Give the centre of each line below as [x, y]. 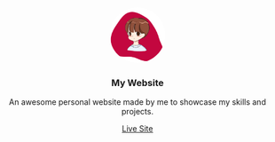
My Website [137, 83]
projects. [137, 112]
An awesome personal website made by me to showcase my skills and [137, 102]
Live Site [137, 129]
